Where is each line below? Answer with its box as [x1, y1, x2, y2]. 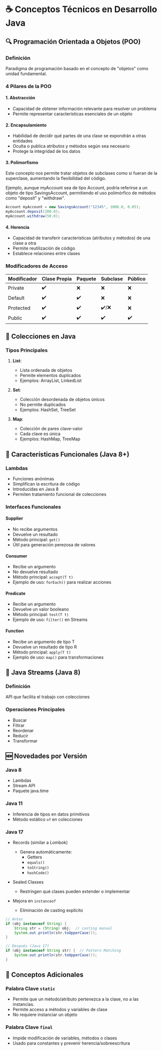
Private [8, 285, 24, 291]
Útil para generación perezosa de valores [12, 542, 96, 548]
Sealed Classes [12, 879, 44, 885]
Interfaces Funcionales [5, 503, 61, 510]
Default [8, 295, 25, 302]
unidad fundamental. [5, 71, 47, 76]
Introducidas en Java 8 [12, 486, 59, 492]
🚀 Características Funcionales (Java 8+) [5, 450, 129, 458]
